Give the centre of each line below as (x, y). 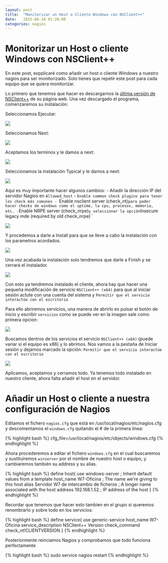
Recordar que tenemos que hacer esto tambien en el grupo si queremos (79, 505)
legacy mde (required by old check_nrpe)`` (49, 216)
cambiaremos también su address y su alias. (51, 464)
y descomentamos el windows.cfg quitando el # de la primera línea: (74, 429)
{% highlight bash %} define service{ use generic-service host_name (77, 520)
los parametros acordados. (33, 241)
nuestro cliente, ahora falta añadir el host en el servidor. (63, 378)
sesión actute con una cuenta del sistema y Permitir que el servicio (77, 295)
